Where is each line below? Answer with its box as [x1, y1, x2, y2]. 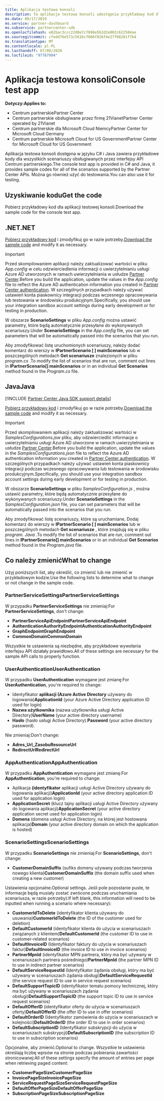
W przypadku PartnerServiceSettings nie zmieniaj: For [5, 603, 115, 609]
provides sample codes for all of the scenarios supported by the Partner [5, 166, 150, 172]
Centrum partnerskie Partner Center [12, 110, 84, 116]
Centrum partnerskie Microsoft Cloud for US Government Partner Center [12, 136, 157, 142]
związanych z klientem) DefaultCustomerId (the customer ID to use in [12, 930, 153, 937]
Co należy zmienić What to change [5, 556, 111, 564]
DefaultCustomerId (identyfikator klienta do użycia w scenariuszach [12, 925, 151, 931]
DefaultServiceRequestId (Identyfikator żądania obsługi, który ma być [12, 967, 155, 973]
